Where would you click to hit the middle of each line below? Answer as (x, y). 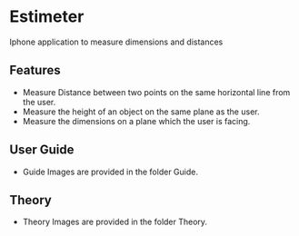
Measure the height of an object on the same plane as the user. (141, 112)
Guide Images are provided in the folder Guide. (110, 172)
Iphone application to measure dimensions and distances (116, 42)
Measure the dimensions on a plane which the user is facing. (136, 121)
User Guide (42, 150)
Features (35, 70)
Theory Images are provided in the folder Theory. (115, 222)
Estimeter (47, 17)
